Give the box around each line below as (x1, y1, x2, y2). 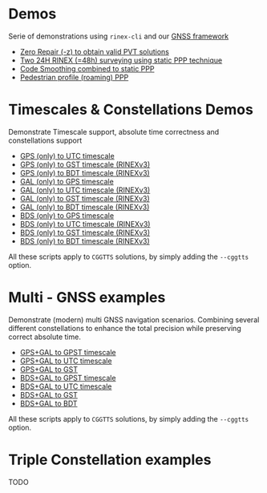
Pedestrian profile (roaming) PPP (19, 72, 129, 82)
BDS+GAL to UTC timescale (19, 382, 112, 391)
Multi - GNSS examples (8, 289, 166, 307)
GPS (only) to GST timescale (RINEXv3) (19, 160, 151, 169)
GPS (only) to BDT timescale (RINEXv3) (19, 168, 150, 177)
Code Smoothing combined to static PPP (19, 63, 155, 73)
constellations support (8, 135, 83, 145)
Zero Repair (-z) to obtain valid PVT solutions (19, 46, 170, 56)
